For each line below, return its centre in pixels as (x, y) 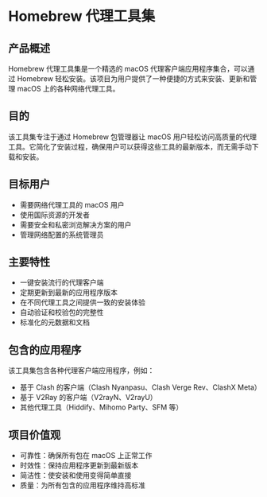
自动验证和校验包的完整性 (62, 313)
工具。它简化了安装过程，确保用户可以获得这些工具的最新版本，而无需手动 (130, 146)
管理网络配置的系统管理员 (62, 235)
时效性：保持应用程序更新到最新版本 (79, 465)
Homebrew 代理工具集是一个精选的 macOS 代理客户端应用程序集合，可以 (128, 69)
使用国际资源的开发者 (54, 215)
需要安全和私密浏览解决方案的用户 (75, 224)
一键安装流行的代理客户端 (62, 282)
